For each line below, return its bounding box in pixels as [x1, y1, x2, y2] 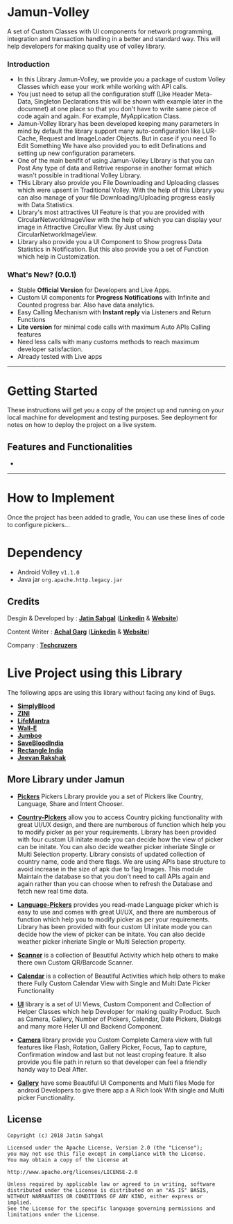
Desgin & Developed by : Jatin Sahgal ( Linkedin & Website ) [7, 613, 179, 622]
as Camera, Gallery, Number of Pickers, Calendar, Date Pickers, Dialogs [17, 1015, 222, 1023]
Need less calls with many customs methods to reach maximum [17, 337, 200, 346]
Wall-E [17, 724, 37, 732]
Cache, [17, 134, 38, 143]
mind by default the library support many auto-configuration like [17, 127, 201, 136]
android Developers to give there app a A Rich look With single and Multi [17, 1086, 225, 1094]
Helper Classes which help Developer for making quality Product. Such [17, 1007, 221, 1015]
